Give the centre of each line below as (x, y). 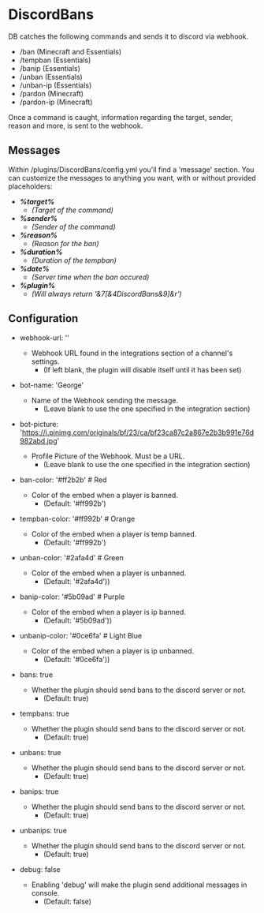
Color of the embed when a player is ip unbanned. (113, 651)
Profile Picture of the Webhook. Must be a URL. (108, 456)
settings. (45, 361)
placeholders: (30, 186)
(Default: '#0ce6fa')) (76, 659)
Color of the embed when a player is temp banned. (114, 533)
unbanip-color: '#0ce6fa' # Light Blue (81, 635)
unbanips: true (43, 830)
